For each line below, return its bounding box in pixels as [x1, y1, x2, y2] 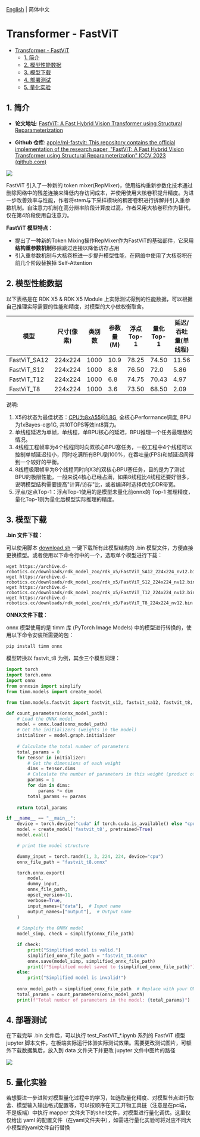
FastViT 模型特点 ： [6, 224, 54, 231]
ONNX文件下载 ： [6, 611, 49, 619]
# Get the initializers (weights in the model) [17, 727, 137, 733]
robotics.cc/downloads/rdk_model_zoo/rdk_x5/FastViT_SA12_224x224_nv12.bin [6, 569, 198, 575]
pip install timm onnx [6, 644, 62, 650]
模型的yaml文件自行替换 [11, 1124, 70, 1131]
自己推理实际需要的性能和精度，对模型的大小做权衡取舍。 [6, 302, 147, 310]
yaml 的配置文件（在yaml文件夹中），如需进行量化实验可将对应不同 [23, 1117, 186, 1124]
